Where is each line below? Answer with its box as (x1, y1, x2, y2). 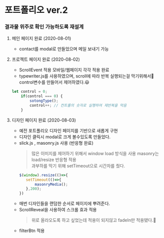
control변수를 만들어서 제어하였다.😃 (19, 79, 90, 85)
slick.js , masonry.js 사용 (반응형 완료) (19, 140, 94, 146)
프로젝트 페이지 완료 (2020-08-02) (11, 56, 80, 62)
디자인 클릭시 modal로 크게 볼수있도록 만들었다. (19, 134, 111, 140)
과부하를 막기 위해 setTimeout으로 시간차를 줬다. (31, 162, 125, 168)
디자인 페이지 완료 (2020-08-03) (11, 117, 76, 123)
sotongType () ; (30, 98, 59, 104)
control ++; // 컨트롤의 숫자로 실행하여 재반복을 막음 (30, 103, 127, 108)
